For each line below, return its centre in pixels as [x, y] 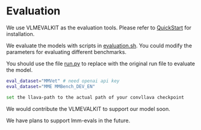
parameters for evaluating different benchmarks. [66, 52]
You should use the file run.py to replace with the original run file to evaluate [101, 64]
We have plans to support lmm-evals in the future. [68, 120]
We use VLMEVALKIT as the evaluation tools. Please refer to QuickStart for [99, 28]
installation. [20, 34]
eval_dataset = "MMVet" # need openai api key [63, 81]
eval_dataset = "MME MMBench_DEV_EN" [51, 86]
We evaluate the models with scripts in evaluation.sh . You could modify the [99, 46]
